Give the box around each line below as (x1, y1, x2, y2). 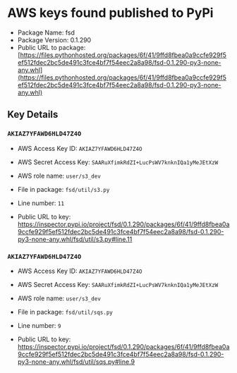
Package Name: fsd (17, 28, 75, 37)
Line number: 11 (17, 199, 65, 207)
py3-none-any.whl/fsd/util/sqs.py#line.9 (17, 357, 135, 366)
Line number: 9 (17, 321, 61, 329)
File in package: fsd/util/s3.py (17, 185, 110, 193)
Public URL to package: (17, 43, 86, 51)
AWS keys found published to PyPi (7, 5, 214, 21)
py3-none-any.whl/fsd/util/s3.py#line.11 (17, 235, 133, 243)
